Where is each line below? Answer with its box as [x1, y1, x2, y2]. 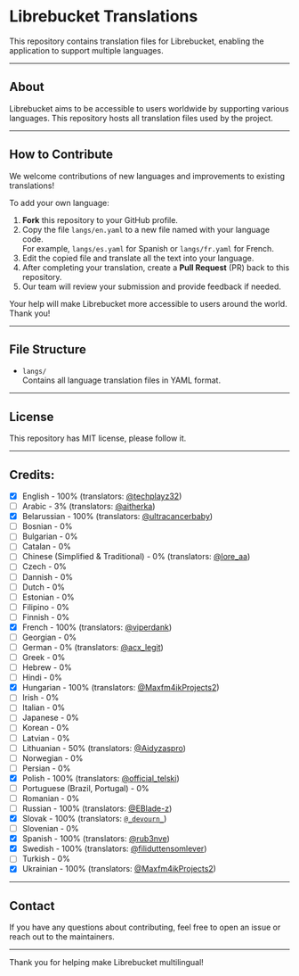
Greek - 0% [21, 652, 66, 662]
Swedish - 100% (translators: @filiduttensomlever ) [21, 843, 207, 854]
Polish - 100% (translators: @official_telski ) [21, 773, 180, 783]
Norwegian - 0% [21, 752, 84, 764]
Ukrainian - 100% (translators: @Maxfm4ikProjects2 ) [21, 864, 216, 874]
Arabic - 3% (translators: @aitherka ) [21, 501, 156, 512]
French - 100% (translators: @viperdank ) [21, 622, 173, 633]
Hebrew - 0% [21, 662, 73, 673]
